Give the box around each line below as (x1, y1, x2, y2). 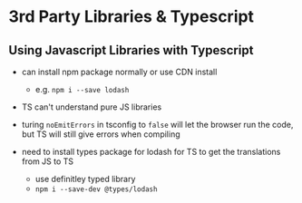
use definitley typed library (34, 174, 136, 184)
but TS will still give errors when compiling (21, 129, 180, 140)
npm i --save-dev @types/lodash (34, 185, 158, 194)
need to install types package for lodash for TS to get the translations (21, 147, 281, 157)
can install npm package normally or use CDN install (21, 66, 218, 77)
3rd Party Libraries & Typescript (8, 6, 255, 27)
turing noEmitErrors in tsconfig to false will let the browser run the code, (21, 120, 294, 130)
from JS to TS (21, 156, 74, 167)
